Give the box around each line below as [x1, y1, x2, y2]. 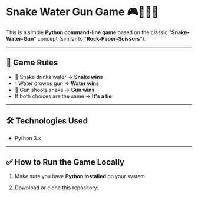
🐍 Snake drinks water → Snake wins [14, 73, 103, 80]
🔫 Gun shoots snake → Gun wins [14, 86, 95, 93]
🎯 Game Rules [6, 58, 58, 68]
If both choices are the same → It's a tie [14, 93, 112, 100]
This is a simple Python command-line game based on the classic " [6, 28, 172, 36]
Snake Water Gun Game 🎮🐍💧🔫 [6, 5, 159, 19]
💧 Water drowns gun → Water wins [14, 80, 99, 87]
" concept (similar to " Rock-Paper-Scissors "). [33, 35, 146, 42]
